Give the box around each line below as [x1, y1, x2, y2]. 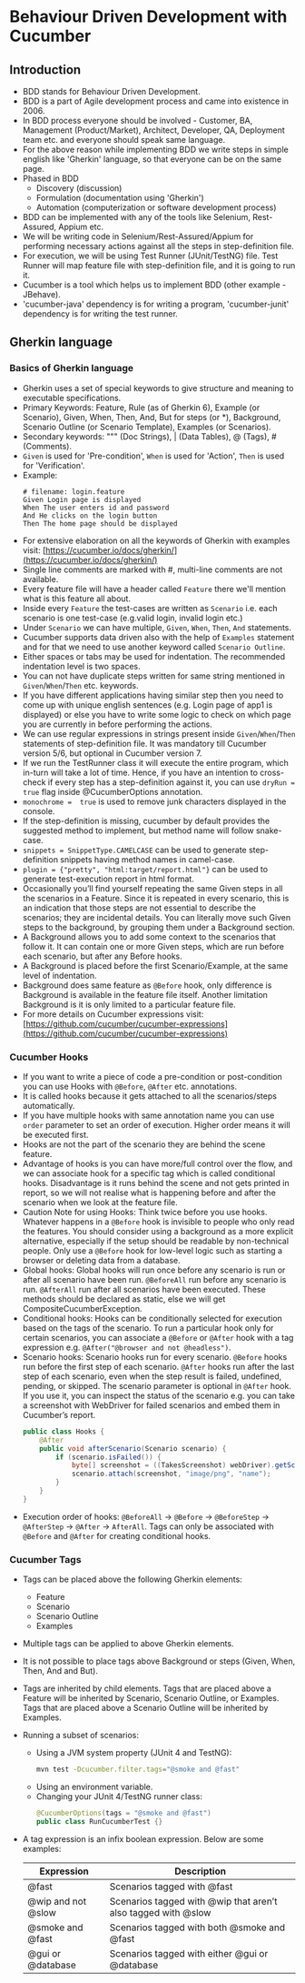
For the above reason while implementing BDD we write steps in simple [22, 144, 289, 155]
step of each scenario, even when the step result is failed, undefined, [22, 1371, 282, 1382]
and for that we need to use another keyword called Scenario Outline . [22, 641, 286, 652]
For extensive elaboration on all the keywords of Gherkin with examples [22, 535, 290, 546]
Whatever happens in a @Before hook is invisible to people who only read [22, 1216, 295, 1227]
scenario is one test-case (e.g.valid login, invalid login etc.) [22, 612, 243, 623]
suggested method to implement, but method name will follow [22, 825, 254, 836]
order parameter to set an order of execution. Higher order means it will [22, 1119, 290, 1130]
